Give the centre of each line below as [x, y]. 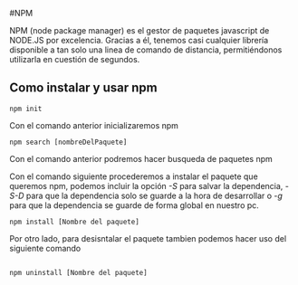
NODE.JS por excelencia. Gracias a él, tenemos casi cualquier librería [139, 40]
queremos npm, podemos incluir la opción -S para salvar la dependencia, [146, 185]
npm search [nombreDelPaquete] [68, 142]
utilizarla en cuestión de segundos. [75, 59]
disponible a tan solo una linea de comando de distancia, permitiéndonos [146, 50]
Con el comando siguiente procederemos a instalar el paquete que [134, 176]
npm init [26, 109]
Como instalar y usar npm [83, 88]
